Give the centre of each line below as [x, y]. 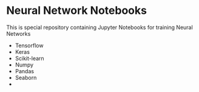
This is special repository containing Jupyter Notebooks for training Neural [99, 27]
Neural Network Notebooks [77, 11]
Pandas [25, 71]
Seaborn [26, 77]
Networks [19, 33]
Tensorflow [29, 45]
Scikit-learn [29, 58]
